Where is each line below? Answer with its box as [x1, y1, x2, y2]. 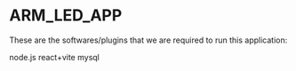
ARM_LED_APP [9, 5, 123, 26]
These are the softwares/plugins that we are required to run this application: [9, 35, 288, 45]
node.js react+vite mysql [9, 51, 100, 62]
